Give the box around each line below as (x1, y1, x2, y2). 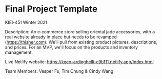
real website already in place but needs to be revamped (5, 34, 117, 40)
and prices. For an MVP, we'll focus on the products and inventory (5, 44, 138, 50)
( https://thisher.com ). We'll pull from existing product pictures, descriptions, (5, 39, 158, 45)
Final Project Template (5, 3, 98, 15)
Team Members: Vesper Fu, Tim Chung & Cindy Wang (5, 68, 114, 74)
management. (5, 49, 33, 55)
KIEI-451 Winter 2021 (5, 19, 47, 25)
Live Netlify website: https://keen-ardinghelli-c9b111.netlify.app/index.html (5, 59, 154, 64)
